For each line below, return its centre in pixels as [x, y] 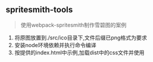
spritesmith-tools [39, 10]
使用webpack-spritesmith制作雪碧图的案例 [73, 25]
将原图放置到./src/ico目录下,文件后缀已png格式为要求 [81, 38]
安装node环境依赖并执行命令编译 [55, 45]
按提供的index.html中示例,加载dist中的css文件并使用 [79, 52]
